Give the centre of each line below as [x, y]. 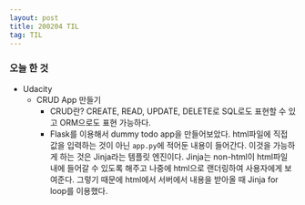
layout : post [34, 18]
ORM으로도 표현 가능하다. [106, 122]
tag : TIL [26, 35]
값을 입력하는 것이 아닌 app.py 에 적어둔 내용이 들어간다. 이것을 [160, 145]
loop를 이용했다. [79, 190]
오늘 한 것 [29, 68]
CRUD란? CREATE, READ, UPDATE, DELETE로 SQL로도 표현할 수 [168, 111]
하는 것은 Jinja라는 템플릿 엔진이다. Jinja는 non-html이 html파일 [174, 157]
